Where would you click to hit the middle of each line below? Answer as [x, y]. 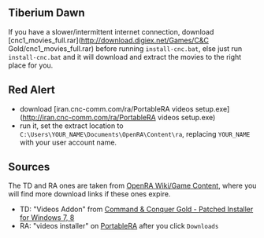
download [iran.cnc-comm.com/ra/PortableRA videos [106, 108]
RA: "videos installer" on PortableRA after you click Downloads [119, 226]
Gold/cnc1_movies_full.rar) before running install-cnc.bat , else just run [125, 48]
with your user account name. [68, 142]
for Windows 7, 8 [47, 218]
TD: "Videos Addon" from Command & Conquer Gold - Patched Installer [136, 209]
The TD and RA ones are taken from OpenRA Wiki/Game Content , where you [132, 186]
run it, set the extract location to [71, 126]
